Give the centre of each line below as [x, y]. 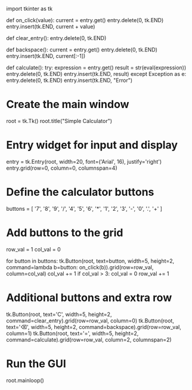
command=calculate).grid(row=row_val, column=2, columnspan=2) [89, 339]
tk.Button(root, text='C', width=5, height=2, [59, 314]
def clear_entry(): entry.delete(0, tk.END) [56, 38]
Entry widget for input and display [92, 145]
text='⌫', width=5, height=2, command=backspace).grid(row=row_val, [94, 327]
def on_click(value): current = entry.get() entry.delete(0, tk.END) [85, 20]
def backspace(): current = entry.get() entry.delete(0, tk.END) [82, 50]
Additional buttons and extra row [89, 297]
